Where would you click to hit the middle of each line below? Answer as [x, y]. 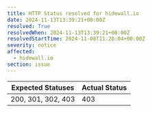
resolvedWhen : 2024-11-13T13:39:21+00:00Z [68, 33]
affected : [21, 52]
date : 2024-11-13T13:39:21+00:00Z [56, 20]
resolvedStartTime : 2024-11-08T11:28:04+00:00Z [76, 39]
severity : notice [32, 45]
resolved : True [29, 26]
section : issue [29, 64]
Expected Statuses [43, 88]
